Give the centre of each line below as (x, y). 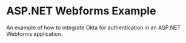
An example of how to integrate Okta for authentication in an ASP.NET (94, 27)
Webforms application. (35, 33)
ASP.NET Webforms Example (81, 11)
